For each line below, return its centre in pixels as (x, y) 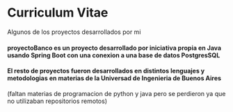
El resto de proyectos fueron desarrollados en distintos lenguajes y (106, 71)
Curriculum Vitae (58, 13)
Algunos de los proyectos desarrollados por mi (74, 32)
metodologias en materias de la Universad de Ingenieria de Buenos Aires (114, 78)
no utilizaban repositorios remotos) (57, 101)
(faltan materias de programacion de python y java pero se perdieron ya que (116, 93)
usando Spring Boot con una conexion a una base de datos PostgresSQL (114, 55)
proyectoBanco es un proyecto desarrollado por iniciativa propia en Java (114, 48)
